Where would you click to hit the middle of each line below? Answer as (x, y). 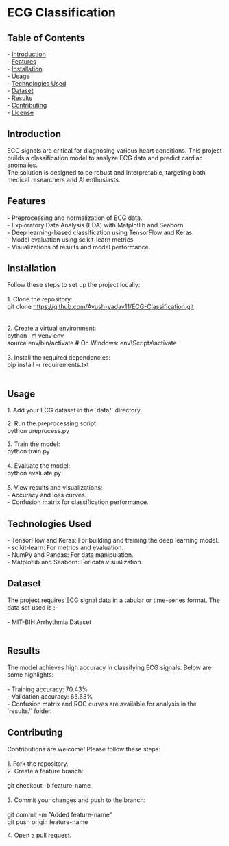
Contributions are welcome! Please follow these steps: (84, 749)
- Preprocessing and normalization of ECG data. (75, 218)
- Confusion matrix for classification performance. (78, 502)
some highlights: (31, 674)
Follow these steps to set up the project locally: (74, 285)
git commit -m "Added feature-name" (60, 814)
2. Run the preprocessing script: (52, 423)
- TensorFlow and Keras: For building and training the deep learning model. (113, 540)
